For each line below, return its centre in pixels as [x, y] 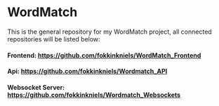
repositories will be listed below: [54, 39]
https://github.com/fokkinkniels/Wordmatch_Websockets [94, 95]
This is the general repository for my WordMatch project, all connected [109, 32]
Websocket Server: [36, 87]
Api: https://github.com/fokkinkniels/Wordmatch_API [87, 72]
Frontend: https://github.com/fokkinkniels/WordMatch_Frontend [104, 55]
